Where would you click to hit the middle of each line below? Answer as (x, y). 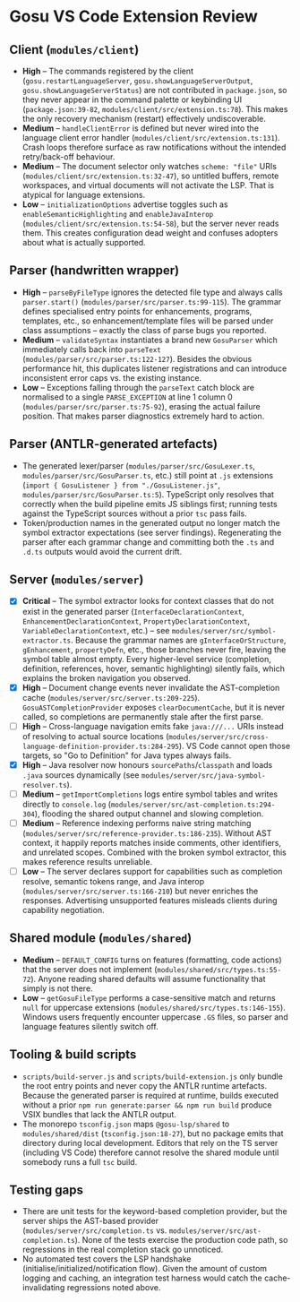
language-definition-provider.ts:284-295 (100, 746)
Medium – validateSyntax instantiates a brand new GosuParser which (150, 340)
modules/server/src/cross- (219, 737)
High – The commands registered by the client (108, 71)
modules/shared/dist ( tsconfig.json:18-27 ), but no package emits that (153, 1133)
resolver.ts (44, 785)
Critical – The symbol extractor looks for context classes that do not (148, 601)
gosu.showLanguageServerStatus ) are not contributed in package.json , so (154, 90)
